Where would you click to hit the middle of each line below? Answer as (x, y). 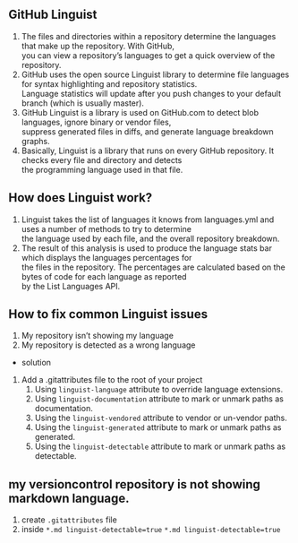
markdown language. (69, 498)
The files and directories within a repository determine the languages (149, 36)
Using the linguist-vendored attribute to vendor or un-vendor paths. (161, 418)
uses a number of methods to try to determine (106, 228)
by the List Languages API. (71, 286)
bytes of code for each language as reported (104, 276)
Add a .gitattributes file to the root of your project (112, 380)
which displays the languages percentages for (106, 257)
